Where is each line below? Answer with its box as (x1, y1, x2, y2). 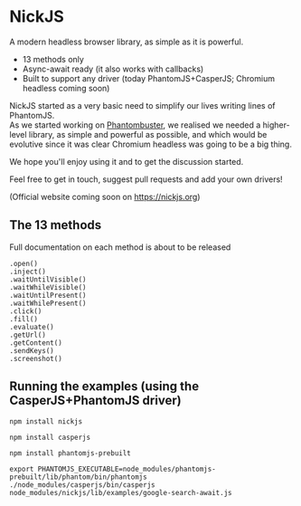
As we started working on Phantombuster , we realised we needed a (9, 119, 261, 130)
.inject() (9, 267, 47, 276)
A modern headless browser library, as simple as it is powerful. (9, 36, 244, 47)
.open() (9, 259, 39, 268)
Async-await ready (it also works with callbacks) (22, 63, 204, 74)
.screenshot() (9, 354, 63, 363)
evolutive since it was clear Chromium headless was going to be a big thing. (9, 138, 292, 149)
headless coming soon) (22, 82, 110, 93)
